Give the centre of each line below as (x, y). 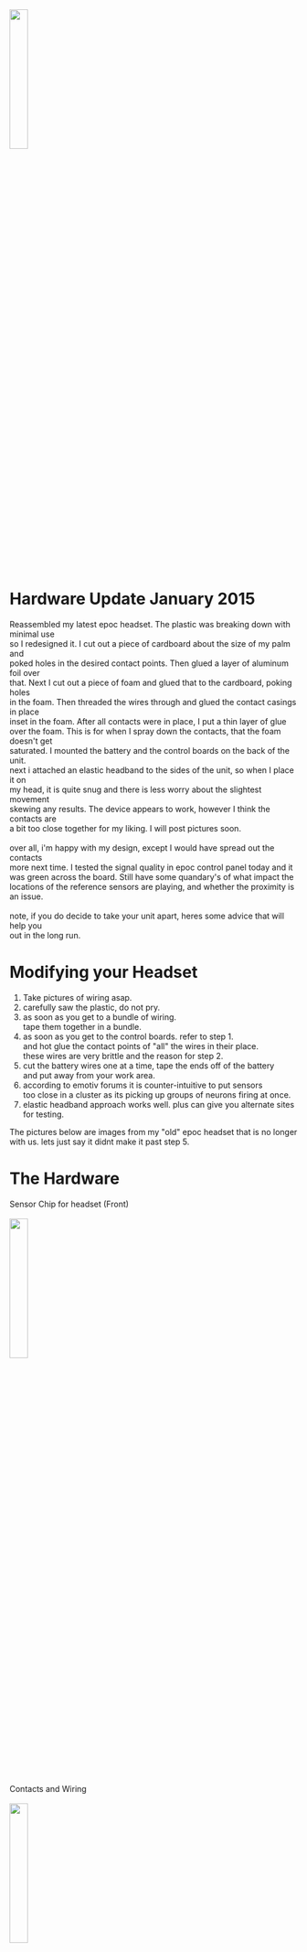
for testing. (43, 1114)
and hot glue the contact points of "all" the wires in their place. (140, 1046)
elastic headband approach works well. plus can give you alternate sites (159, 1104)
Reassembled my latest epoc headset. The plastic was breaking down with (150, 624)
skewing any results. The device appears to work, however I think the (140, 809)
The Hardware (65, 1179)
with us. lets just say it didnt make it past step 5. (100, 1142)
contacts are (33, 819)
